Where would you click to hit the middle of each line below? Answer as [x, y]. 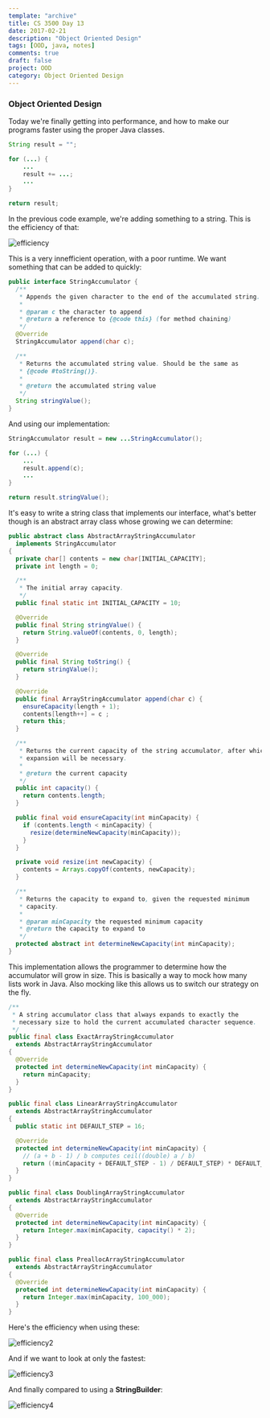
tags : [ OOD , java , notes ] [51, 46]
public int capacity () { [57, 788]
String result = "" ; [43, 144]
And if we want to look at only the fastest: [77, 1358]
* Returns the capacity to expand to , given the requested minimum [134, 899]
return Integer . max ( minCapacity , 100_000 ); [97, 1297]
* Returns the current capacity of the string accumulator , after [133, 751]
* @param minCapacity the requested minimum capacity [111, 922]
